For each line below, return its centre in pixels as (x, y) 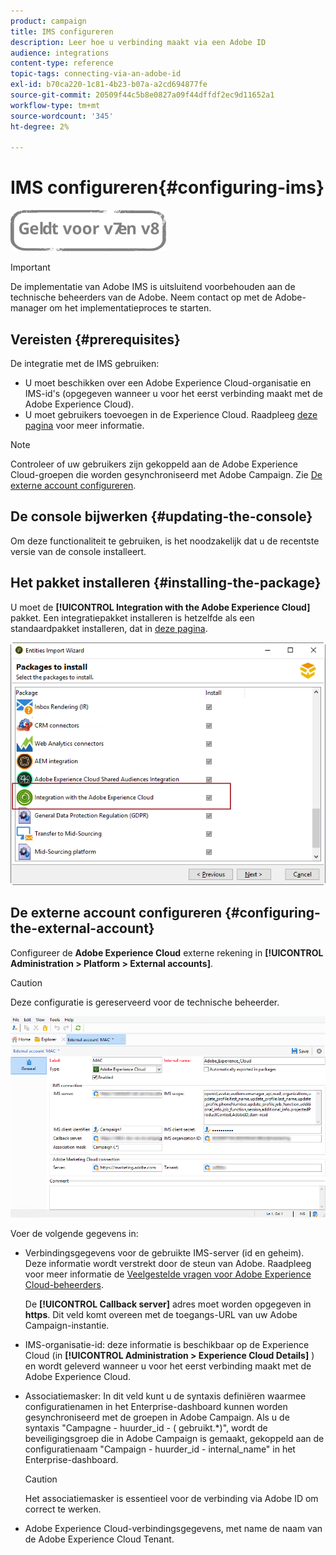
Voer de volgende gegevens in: (74, 1233)
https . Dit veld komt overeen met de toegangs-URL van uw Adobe (161, 1314)
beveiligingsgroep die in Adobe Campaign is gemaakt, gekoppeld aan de (174, 1438)
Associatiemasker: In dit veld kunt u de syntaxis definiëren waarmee (165, 1396)
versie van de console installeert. (78, 551)
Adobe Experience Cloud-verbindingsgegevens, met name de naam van (173, 1528)
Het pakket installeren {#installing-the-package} (166, 583)
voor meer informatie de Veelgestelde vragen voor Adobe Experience (168, 1274)
